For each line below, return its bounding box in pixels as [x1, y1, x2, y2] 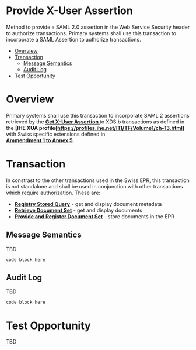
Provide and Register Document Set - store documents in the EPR [14, 212, 175, 220]
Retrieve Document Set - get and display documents [14, 207, 143, 214]
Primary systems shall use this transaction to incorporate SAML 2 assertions [6, 112, 190, 119]
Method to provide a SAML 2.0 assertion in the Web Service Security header [6, 23, 190, 30]
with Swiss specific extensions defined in [6, 131, 106, 138]
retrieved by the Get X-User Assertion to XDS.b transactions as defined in [6, 118, 185, 125]
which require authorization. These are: [6, 189, 101, 196]
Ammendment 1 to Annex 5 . [6, 136, 75, 144]
